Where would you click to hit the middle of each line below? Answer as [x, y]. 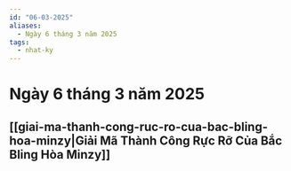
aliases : [25, 26]
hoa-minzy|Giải [53, 140]
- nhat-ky [35, 51]
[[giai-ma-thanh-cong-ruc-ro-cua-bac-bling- [139, 126]
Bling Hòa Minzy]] [60, 155]
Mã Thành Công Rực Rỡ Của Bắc [191, 140]
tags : [19, 42]
